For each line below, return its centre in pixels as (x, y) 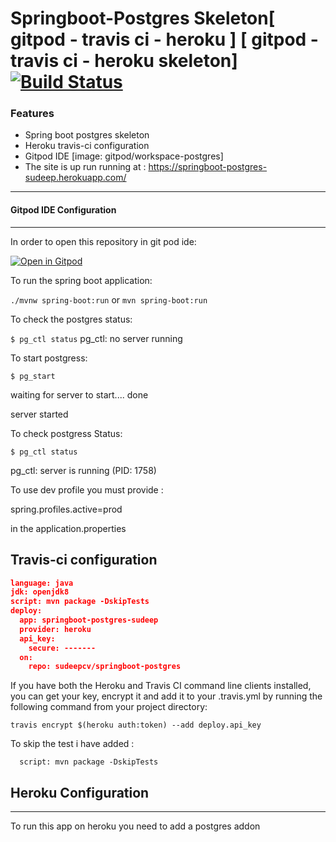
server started (39, 414)
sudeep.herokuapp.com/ (75, 178)
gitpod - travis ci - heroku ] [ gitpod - (164, 39)
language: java (42, 583)
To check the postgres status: (71, 319)
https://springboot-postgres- (208, 167)
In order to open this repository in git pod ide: (103, 241)
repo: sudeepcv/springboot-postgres (105, 667)
